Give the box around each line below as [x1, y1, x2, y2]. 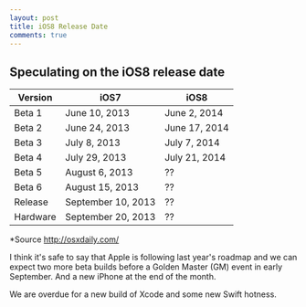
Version [17, 91, 53, 104]
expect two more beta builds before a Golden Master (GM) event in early [9, 261, 283, 272]
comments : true [9, 30, 68, 39]
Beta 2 [14, 122, 43, 134]
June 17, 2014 [164, 122, 230, 134]
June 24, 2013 [65, 122, 131, 134]
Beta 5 [14, 166, 43, 179]
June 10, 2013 [65, 107, 131, 120]
